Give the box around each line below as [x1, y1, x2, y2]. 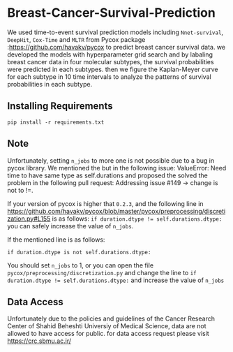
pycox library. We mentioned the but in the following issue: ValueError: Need [7, 163, 227, 172]
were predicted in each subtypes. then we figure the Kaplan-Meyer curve [7, 65, 218, 73]
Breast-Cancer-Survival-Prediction [7, 5, 216, 21]
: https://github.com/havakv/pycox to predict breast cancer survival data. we [7, 43, 225, 51]
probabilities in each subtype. [7, 80, 93, 88]
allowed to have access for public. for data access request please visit [7, 330, 209, 338]
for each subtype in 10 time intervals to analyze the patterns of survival [7, 72, 211, 81]
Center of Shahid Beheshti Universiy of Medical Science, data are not [7, 322, 206, 330]
